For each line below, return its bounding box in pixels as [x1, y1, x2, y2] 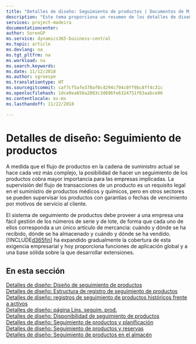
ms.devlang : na [6, 47, 43, 53]
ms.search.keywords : [6, 63, 57, 69]
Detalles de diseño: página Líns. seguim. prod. [6, 307, 118, 314]
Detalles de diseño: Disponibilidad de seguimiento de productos [6, 312, 160, 319]
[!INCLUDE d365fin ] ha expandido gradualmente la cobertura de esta [6, 236, 171, 243]
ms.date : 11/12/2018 [6, 68, 57, 74]
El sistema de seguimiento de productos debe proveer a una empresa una [6, 212, 184, 219]
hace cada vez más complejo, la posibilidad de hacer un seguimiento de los [6, 169, 188, 176]
